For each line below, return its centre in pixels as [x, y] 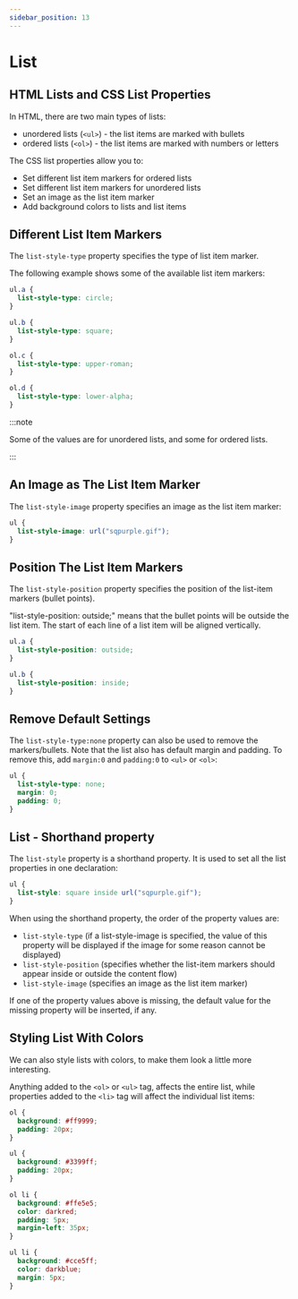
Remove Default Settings [80, 718]
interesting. [30, 1069]
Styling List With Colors [77, 1038]
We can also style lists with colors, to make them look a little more [131, 1060]
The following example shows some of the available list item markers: [137, 273]
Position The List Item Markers [96, 567]
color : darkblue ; [50, 1269]
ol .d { [21, 389]
